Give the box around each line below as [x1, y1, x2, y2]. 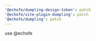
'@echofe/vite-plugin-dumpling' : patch [5, 12, 89, 17]
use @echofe [5, 30, 33, 36]
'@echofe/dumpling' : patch [5, 16, 62, 21]
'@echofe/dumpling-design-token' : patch [5, 7, 91, 12]
